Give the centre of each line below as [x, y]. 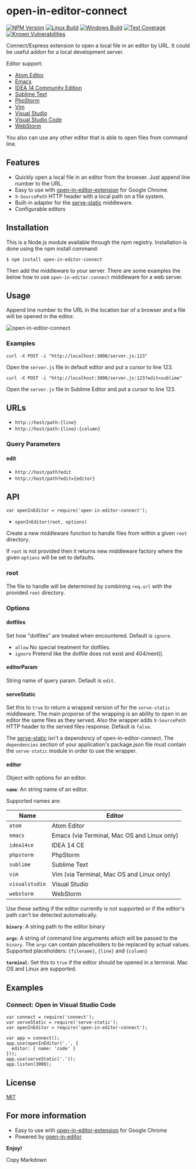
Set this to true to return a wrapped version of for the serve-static [88, 708]
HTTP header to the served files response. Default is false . [79, 727]
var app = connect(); [33, 1038]
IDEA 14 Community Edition [48, 87]
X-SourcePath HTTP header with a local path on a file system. [90, 196]
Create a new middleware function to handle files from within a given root [97, 533]
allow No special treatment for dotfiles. [63, 647]
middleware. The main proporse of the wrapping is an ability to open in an [97, 714]
